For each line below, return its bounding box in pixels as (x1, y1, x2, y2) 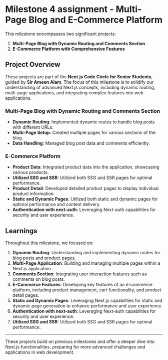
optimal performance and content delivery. (12, 202, 101, 208)
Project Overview (5, 60, 60, 69)
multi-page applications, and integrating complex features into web (5, 89, 143, 96)
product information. (12, 191, 55, 197)
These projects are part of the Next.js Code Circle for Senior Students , (5, 74, 153, 80)
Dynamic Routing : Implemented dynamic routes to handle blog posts (12, 119, 155, 125)
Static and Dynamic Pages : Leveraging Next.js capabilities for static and (12, 297, 162, 304)
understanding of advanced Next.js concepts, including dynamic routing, (5, 84, 155, 90)
